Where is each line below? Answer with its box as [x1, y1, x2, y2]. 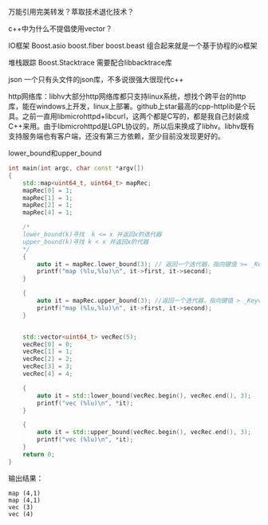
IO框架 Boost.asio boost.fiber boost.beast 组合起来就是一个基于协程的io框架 [8, 41, 258, 50]
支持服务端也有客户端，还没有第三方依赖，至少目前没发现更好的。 [8, 131, 225, 141]
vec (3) [8, 503, 34, 511]
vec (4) [8, 510, 34, 518]
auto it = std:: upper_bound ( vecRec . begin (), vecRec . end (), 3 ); [37, 429, 251, 437]
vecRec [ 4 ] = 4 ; [22, 370, 73, 378]
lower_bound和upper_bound [8, 148, 102, 158]
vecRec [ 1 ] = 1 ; [22, 347, 73, 356]
